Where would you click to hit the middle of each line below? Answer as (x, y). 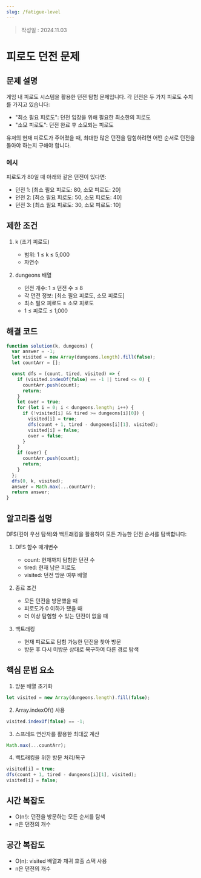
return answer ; (31, 492)
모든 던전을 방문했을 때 (51, 601)
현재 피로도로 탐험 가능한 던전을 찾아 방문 (73, 641)
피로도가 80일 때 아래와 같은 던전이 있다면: (57, 177)
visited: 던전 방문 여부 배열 (56, 575)
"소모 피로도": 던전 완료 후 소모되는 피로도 (64, 124)
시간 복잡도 (26, 801)
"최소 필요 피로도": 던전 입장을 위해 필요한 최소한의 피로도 (83, 117)
